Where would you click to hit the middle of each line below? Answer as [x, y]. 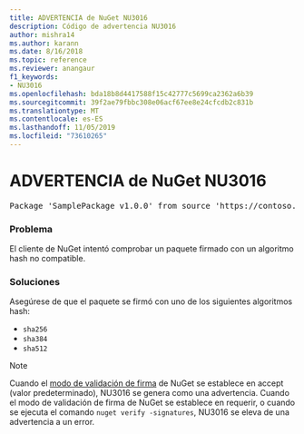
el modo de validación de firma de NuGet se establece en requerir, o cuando [152, 403]
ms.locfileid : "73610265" [58, 136]
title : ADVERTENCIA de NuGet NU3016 [78, 18]
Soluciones [35, 282]
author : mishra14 [42, 35]
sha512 [35, 349]
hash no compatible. [48, 259]
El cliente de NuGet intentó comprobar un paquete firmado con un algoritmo [152, 249]
